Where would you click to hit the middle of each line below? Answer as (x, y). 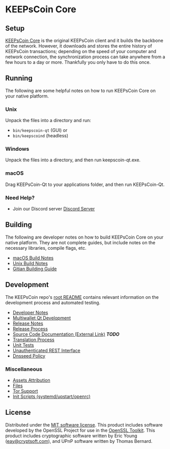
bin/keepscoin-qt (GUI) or (40, 130)
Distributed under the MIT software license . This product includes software (84, 424)
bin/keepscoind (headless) (40, 136)
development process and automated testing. (53, 302)
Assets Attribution (31, 380)
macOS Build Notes (33, 258)
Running (19, 78)
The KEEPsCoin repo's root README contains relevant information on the (82, 297)
